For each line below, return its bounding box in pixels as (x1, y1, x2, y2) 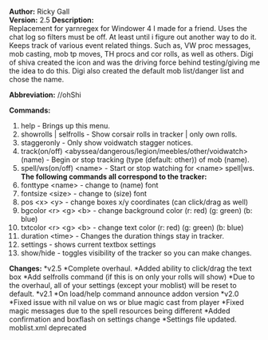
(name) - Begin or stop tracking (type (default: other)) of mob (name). (20, 155, 250, 164)
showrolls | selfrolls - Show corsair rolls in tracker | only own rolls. (20, 129, 238, 139)
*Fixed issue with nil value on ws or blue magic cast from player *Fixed (9, 298, 244, 306)
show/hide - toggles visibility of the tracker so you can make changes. (20, 248, 252, 258)
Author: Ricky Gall (9, 7, 70, 16)
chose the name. (9, 75, 65, 84)
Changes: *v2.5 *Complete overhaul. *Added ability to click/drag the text (9, 263, 252, 273)
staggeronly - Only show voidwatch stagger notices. (20, 138, 194, 147)
